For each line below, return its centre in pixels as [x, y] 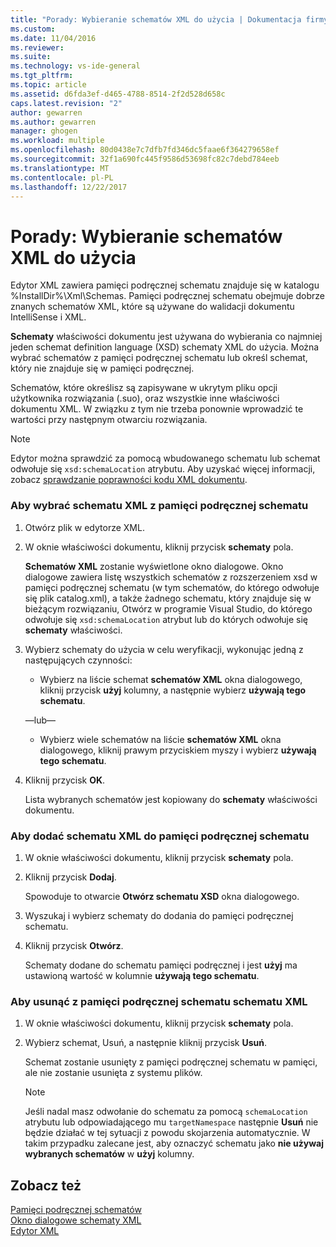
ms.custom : [33, 29]
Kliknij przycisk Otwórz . [74, 945]
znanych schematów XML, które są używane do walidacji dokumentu [152, 307]
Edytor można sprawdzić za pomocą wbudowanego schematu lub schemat [165, 458]
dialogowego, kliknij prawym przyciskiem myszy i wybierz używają [178, 750]
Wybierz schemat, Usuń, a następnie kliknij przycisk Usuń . [145, 1043]
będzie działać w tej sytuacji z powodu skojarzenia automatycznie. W [167, 1133]
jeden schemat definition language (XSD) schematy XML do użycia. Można [165, 347]
